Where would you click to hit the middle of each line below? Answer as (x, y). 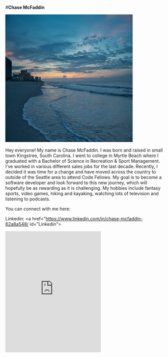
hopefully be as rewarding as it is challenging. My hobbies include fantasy (83, 188)
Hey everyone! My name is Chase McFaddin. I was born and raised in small (84, 150)
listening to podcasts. (28, 199)
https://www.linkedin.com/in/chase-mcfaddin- (94, 219)
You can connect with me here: (38, 209)
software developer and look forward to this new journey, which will (76, 183)
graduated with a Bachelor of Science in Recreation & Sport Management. (83, 161)
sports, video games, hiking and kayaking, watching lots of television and (82, 194)
